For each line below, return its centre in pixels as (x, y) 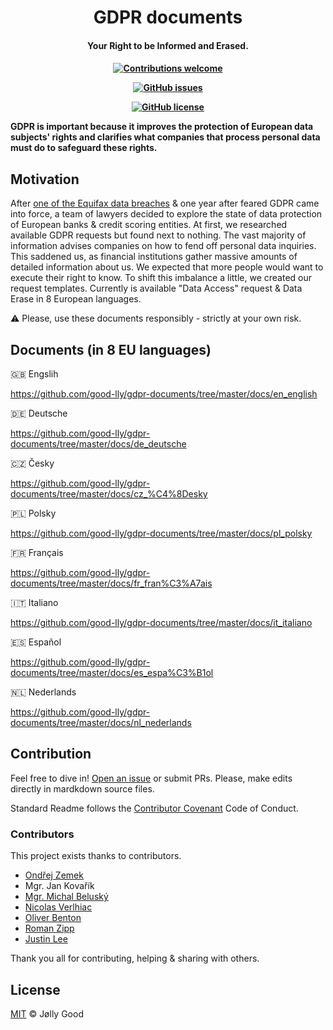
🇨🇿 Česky (32, 463)
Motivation (45, 179)
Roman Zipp (49, 928)
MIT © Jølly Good (47, 1013)
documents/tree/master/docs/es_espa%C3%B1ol (112, 672)
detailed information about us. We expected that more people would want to (167, 267)
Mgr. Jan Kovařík (59, 886)
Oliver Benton (53, 918)
